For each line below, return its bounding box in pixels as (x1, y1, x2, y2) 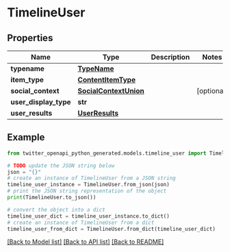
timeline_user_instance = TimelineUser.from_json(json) (7, 181, 170, 188)
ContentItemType (77, 75, 136, 84)
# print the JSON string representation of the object (7, 188, 167, 194)
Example (7, 131, 45, 143)
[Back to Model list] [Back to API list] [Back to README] (7, 238, 164, 246)
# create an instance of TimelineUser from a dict (7, 219, 155, 226)
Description (151, 53, 190, 62)
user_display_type (10, 97, 71, 107)
